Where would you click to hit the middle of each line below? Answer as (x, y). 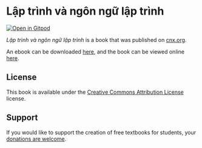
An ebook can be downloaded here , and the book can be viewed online (96, 51)
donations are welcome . (36, 139)
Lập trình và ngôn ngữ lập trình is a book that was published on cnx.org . (96, 40)
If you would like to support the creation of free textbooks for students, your (101, 132)
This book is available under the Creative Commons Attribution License (95, 92)
